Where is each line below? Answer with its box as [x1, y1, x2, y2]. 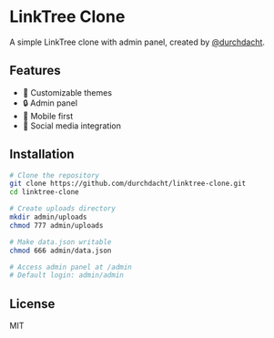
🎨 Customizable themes [22, 87, 112, 97]
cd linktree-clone [9, 188, 79, 197]
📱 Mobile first [22, 110, 74, 121]
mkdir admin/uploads [9, 212, 88, 222]
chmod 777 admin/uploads [9, 220, 104, 230]
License [9, 296, 56, 312]
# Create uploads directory [9, 204, 117, 213]
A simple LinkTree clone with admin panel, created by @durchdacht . [9, 36, 266, 47]
